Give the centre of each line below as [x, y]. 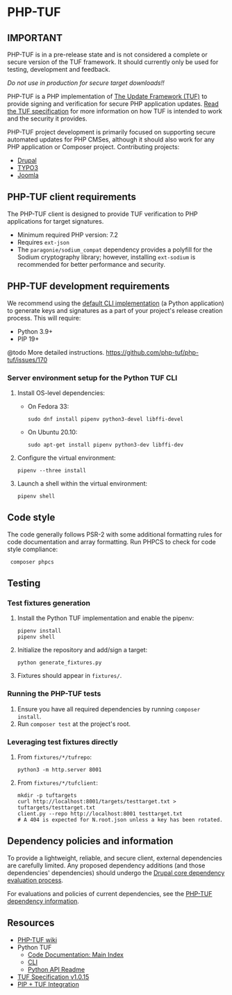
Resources [31, 923]
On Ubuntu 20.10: [52, 432]
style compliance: [33, 549]
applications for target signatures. [56, 221]
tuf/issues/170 [27, 360]
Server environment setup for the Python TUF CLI [92, 378]
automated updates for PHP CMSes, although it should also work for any [111, 139]
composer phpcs [32, 562]
